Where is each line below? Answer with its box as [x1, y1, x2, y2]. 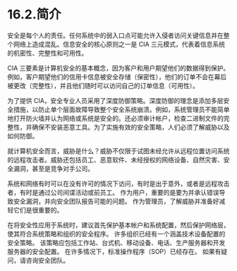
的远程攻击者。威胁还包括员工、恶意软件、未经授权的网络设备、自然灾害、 [7, 155, 224, 164]
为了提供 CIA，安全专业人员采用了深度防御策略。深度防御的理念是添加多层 [7, 96, 224, 104]
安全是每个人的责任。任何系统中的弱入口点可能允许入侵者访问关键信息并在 [7, 31, 224, 40]
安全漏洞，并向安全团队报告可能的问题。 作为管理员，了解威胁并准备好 [13, 197, 219, 205]
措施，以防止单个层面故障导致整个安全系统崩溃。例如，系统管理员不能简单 [13, 105, 230, 114]
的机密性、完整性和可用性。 [7, 49, 88, 57]
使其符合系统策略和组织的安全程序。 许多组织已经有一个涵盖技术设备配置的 [7, 229, 226, 238]
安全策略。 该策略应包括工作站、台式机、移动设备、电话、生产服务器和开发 [7, 238, 226, 247]
